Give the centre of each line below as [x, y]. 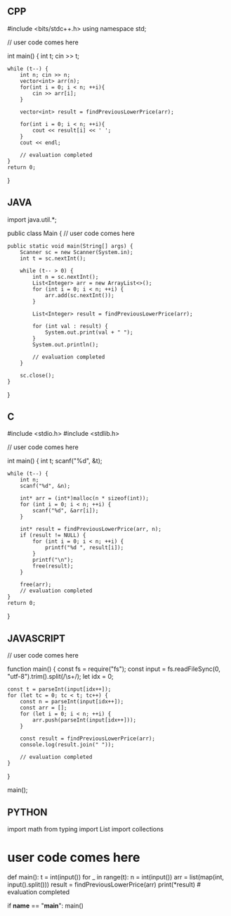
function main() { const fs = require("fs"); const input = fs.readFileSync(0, [114, 669]
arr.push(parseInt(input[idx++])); [85, 720]
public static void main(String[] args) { [70, 246]
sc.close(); [37, 375]
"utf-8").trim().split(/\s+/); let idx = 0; [60, 677]
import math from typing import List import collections [85, 829]
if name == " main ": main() [46, 905]
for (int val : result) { [71, 326]
